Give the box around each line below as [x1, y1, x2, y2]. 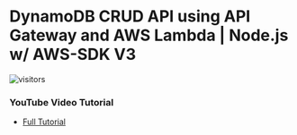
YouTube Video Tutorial [9, 96, 114, 108]
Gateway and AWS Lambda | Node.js [9, 25, 289, 46]
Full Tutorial [22, 116, 66, 127]
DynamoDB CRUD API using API [9, 6, 251, 27]
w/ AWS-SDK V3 [9, 45, 137, 64]
